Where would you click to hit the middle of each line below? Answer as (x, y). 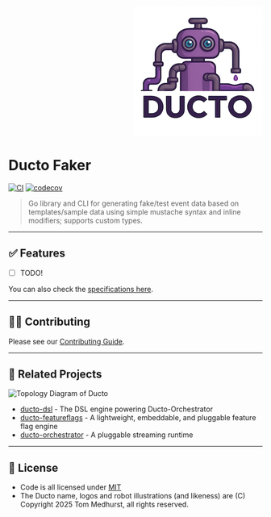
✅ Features (37, 254)
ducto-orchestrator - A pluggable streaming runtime (106, 435)
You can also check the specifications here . (81, 289)
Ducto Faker (50, 166)
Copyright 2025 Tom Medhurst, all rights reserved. (104, 504)
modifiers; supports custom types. (85, 220)
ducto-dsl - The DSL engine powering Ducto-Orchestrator (117, 409)
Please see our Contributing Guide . (67, 341)
